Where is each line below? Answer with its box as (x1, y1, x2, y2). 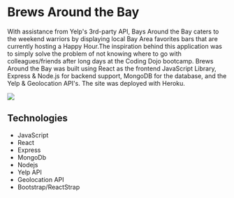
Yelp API (17, 168, 42, 176)
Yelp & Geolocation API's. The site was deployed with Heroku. (7, 79, 185, 87)
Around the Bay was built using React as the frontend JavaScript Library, (7, 64, 217, 73)
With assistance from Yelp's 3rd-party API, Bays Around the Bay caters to (7, 27, 219, 36)
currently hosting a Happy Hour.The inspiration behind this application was (7, 42, 222, 50)
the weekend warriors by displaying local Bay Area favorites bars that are (7, 34, 218, 43)
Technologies (7, 112, 68, 124)
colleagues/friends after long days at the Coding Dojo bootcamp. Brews (7, 56, 214, 65)
